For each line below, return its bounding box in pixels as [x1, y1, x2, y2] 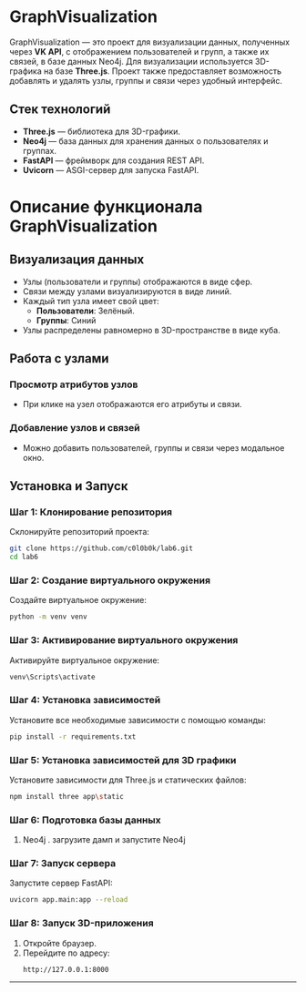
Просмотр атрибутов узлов [9, 378, 138, 391]
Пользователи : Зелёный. [36, 305, 135, 316]
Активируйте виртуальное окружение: [9, 654, 160, 666]
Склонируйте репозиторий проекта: [9, 527, 150, 537]
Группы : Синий [36, 314, 97, 325]
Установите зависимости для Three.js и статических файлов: [9, 774, 248, 785]
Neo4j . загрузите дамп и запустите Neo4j [22, 834, 186, 845]
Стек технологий [9, 102, 111, 118]
